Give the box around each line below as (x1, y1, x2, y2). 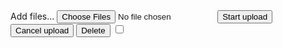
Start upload (222, 12, 268, 22)
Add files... (10, 10, 55, 22)
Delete (81, 25, 106, 36)
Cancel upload (15, 25, 70, 36)
